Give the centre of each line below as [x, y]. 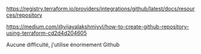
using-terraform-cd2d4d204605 [46, 33]
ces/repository [24, 15]
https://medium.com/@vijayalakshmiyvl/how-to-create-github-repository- [98, 27]
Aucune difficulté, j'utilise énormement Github [63, 45]
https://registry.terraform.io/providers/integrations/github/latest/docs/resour [100, 9]
